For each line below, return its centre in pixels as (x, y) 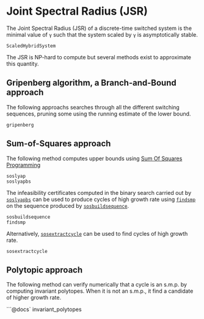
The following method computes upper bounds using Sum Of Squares (94, 158)
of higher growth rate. (34, 298)
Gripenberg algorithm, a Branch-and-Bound (91, 83)
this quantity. (23, 64)
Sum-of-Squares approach (59, 144)
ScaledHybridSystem (31, 46)
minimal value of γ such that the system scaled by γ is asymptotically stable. (102, 34)
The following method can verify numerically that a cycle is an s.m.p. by (97, 285)
